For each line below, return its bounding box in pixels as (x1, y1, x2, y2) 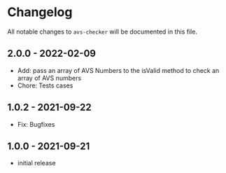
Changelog (7, 4, 73, 20)
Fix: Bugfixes (17, 120, 55, 128)
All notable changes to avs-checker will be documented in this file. (7, 27, 198, 36)
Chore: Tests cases (17, 81, 73, 90)
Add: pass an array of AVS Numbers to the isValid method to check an (17, 66, 220, 74)
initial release (17, 159, 56, 167)
